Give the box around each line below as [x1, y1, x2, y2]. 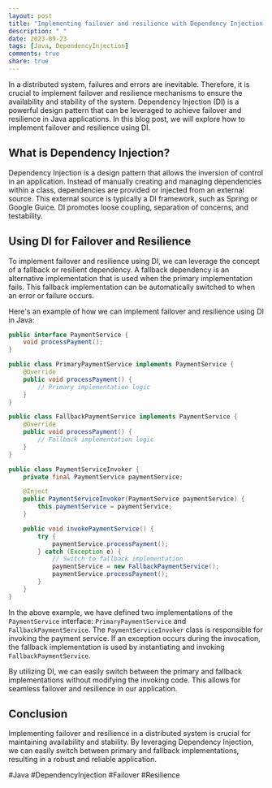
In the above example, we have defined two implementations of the [8, 607, 233, 617]
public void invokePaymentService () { [23, 525, 154, 533]
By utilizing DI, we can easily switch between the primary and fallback [8, 666, 242, 676]
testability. [8, 210, 43, 220]
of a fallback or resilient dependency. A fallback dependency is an [8, 265, 230, 275]
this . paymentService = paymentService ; [37, 503, 173, 511]
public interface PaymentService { [8, 331, 129, 339]
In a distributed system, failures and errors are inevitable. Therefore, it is [8, 79, 250, 89]
